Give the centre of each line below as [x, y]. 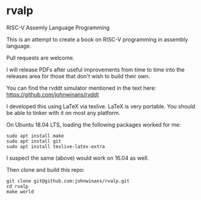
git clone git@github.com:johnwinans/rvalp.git [68, 181]
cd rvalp [17, 186]
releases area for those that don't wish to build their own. [78, 76]
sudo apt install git [34, 141]
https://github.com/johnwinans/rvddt [53, 94]
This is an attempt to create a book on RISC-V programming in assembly [97, 39]
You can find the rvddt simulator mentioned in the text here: [82, 88]
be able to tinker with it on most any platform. [63, 113]
